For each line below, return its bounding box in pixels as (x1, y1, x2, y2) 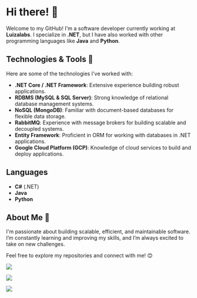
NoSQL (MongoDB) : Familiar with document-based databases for (14, 106, 174, 114)
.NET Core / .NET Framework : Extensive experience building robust (14, 81, 179, 88)
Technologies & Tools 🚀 (6, 54, 94, 64)
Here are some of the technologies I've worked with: (6, 70, 133, 77)
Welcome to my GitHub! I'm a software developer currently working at (6, 25, 175, 32)
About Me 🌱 (6, 212, 50, 223)
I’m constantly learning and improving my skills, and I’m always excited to (6, 234, 184, 241)
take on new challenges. (6, 241, 65, 248)
